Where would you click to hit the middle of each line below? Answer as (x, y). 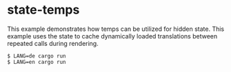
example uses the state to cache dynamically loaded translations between (112, 36)
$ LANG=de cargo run (37, 56)
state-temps (43, 10)
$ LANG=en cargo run (37, 62)
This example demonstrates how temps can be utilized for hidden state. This (116, 29)
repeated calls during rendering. (53, 43)
